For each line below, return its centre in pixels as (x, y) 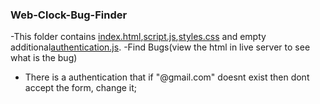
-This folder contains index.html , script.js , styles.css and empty (138, 37)
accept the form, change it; (81, 88)
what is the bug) (44, 58)
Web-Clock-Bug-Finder (69, 15)
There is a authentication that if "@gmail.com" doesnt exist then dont (167, 77)
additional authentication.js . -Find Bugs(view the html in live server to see (160, 47)
